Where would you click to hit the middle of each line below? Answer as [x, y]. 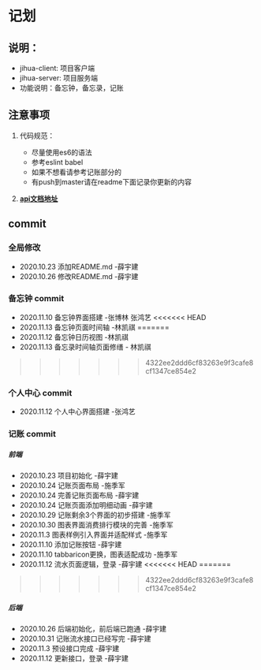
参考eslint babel [57, 162]
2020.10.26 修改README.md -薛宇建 [79, 276]
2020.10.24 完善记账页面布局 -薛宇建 [79, 495]
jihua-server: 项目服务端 [59, 78]
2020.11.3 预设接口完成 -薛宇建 [69, 648]
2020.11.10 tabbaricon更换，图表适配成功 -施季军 [99, 554]
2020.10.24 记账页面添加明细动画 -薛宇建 [86, 504]
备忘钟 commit [36, 299]
